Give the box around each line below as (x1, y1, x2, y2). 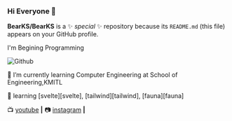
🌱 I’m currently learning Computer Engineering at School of (7, 71, 178, 79)
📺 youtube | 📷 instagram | (7, 106, 86, 114)
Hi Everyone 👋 (7, 6, 56, 16)
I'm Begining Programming (7, 43, 84, 52)
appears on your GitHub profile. (7, 30, 99, 38)
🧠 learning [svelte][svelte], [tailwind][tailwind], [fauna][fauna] (7, 92, 184, 100)
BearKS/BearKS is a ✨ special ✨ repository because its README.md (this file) (7, 22, 226, 31)
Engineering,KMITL (7, 78, 63, 87)
